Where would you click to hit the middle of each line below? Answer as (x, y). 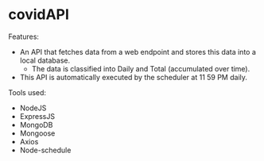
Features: (24, 36)
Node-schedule (45, 150)
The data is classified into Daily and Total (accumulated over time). (141, 68)
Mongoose (37, 133)
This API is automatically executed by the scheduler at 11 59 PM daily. (134, 77)
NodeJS (33, 108)
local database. (45, 60)
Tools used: (27, 92)
